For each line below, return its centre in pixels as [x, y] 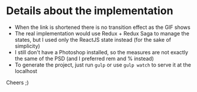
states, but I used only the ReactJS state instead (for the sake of [93, 40]
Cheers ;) [17, 82]
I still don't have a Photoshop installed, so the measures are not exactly [101, 52]
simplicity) [27, 46]
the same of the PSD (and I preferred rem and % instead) [84, 58]
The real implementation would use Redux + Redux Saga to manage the [102, 33]
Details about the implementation [90, 11]
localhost [26, 71]
